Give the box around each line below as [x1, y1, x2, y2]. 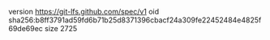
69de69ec [8, 24, 43, 33]
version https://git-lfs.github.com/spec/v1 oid [8, 7, 160, 16]
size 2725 [44, 24, 78, 33]
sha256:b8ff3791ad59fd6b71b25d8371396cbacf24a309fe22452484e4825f [8, 15, 262, 25]
